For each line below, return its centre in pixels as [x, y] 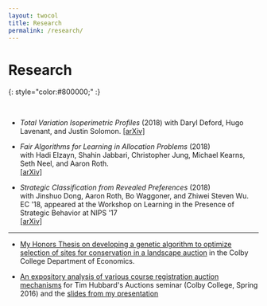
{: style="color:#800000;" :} [54, 92]
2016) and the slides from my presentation [89, 294]
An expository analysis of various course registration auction [119, 277]
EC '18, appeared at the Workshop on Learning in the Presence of [127, 205]
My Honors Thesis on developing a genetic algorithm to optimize [126, 245]
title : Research [35, 23]
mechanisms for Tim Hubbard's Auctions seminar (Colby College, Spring [139, 285]
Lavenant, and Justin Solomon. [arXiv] [82, 131]
